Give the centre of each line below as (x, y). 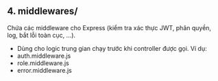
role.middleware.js (43, 63)
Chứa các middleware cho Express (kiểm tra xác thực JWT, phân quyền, (109, 27)
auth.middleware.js (44, 56)
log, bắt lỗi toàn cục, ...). (41, 35)
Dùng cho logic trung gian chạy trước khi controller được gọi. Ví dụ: (112, 48)
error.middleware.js (44, 70)
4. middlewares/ (43, 11)
